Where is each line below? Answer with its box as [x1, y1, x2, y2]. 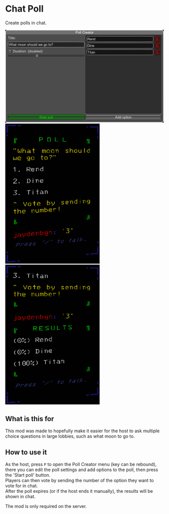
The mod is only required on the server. [5, 503, 87, 509]
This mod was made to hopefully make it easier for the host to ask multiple [5, 428, 160, 434]
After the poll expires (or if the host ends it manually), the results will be [5, 488, 153, 494]
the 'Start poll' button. [5, 472, 51, 478]
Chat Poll [5, 3, 44, 15]
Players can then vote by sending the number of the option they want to [5, 478, 154, 484]
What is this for [5, 415, 54, 423]
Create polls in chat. [5, 20, 47, 26]
